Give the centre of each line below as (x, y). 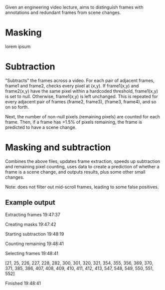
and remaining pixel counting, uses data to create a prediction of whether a (82, 166)
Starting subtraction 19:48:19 (35, 234)
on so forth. (17, 107)
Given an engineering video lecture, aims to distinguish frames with (74, 7)
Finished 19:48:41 (23, 283)
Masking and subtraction (58, 147)
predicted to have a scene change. (41, 127)
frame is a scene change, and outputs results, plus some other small (75, 172)
